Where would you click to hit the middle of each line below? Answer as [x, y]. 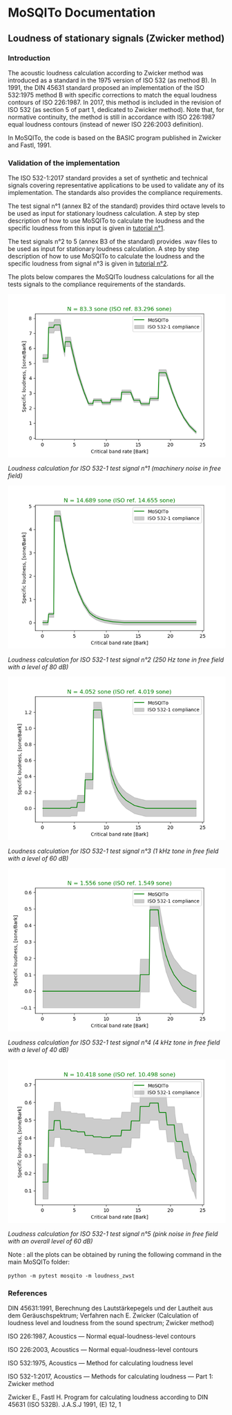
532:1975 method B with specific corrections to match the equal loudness [113, 95]
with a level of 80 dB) [38, 667]
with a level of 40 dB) [38, 1050]
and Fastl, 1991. [30, 145]
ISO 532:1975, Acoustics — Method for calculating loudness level [100, 1363]
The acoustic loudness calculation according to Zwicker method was [106, 73]
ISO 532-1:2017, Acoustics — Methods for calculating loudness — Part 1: [110, 1376]
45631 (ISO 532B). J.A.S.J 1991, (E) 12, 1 [65, 1405]
